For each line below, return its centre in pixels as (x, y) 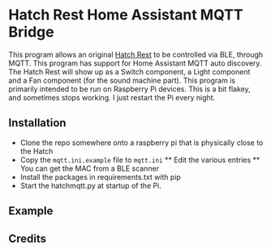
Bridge (31, 32)
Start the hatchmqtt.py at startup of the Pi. (91, 185)
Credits (28, 238)
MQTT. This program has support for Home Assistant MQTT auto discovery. (135, 63)
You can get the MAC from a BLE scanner (90, 168)
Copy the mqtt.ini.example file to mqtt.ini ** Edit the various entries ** (140, 160)
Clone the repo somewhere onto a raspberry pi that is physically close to (142, 143)
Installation (37, 123)
